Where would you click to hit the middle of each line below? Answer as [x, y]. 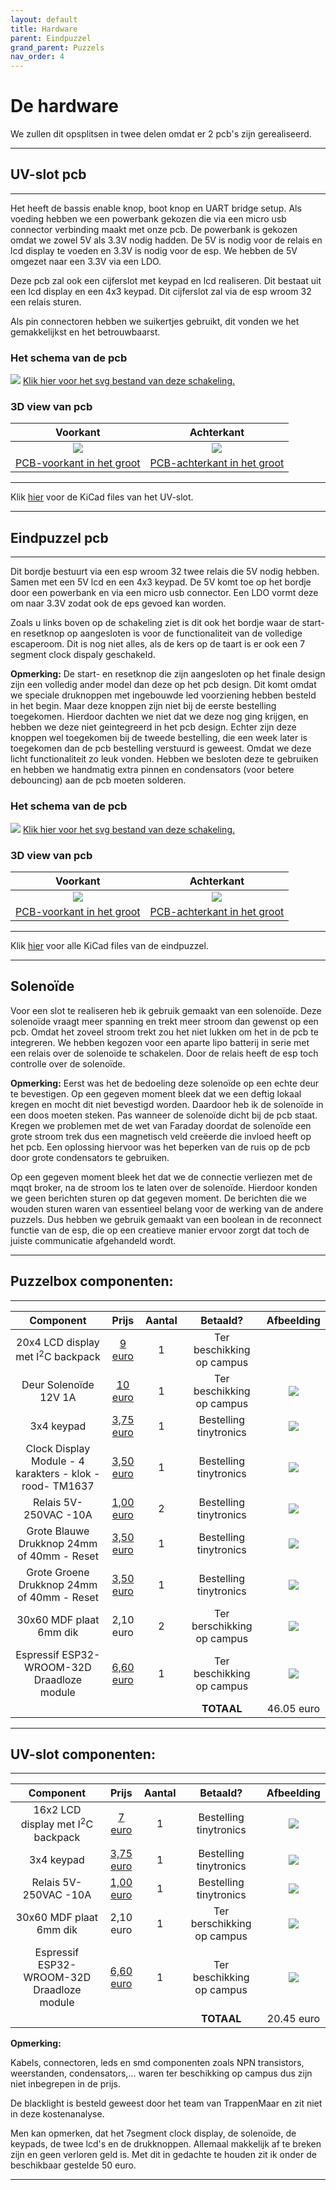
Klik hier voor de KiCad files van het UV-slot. [102, 497]
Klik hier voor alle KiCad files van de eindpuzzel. [109, 945]
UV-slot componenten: [83, 1754]
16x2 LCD [57, 1810]
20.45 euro [293, 2018]
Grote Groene [58, 1572]
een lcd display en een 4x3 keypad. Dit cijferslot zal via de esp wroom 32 [161, 291]
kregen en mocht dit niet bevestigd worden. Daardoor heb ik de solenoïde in [167, 1104]
